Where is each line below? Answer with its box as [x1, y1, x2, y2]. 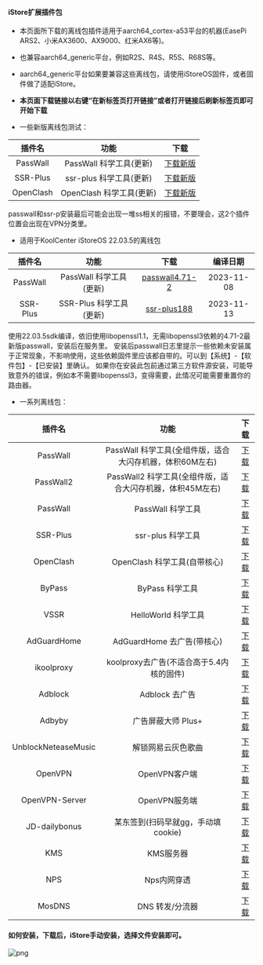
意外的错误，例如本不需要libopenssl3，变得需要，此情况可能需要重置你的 [14, 371, 251, 380]
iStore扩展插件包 [8, 7, 63, 16]
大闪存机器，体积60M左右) [118, 456, 218, 467]
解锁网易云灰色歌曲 [131, 742, 204, 753]
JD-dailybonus [26, 821, 82, 832]
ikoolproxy [34, 662, 74, 673]
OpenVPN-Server [20, 795, 88, 806]
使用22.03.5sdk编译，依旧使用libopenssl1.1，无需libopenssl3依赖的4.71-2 [8, 331, 244, 341]
